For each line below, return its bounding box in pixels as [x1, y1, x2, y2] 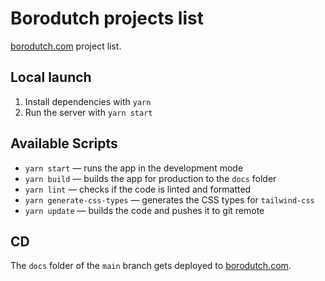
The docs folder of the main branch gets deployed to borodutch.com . [10, 260, 292, 272]
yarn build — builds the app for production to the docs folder [24, 172, 277, 184]
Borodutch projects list [10, 7, 204, 30]
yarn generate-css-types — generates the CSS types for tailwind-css [24, 193, 315, 206]
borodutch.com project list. [10, 40, 122, 52]
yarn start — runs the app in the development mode [24, 162, 244, 174]
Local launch [10, 69, 92, 86]
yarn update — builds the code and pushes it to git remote [24, 204, 265, 216]
